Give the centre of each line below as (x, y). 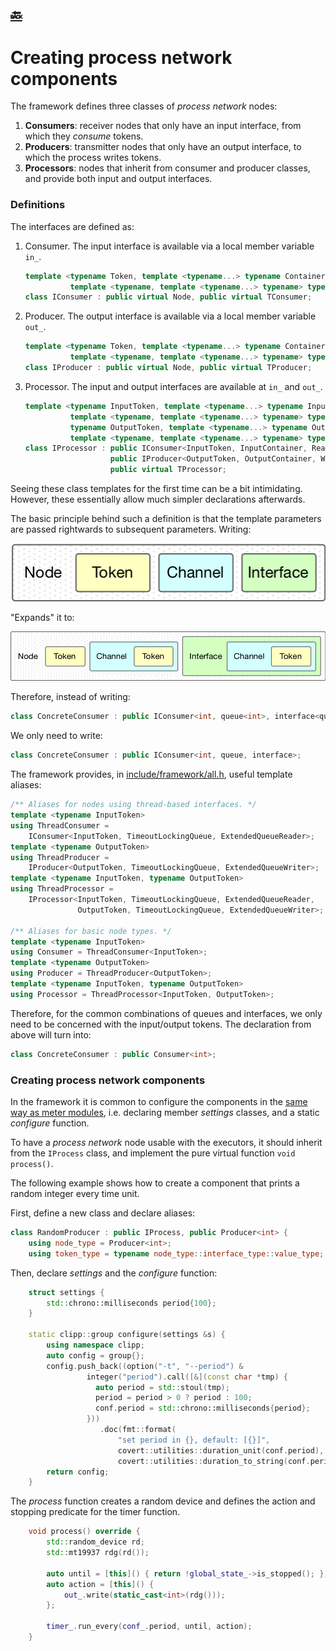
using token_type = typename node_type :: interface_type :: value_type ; (176, 1253)
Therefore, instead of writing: (70, 697)
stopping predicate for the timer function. (95, 1512)
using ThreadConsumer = (60, 825)
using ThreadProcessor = (62, 889)
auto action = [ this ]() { (100, 1584)
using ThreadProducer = (60, 857)
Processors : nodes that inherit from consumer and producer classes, (167, 168)
